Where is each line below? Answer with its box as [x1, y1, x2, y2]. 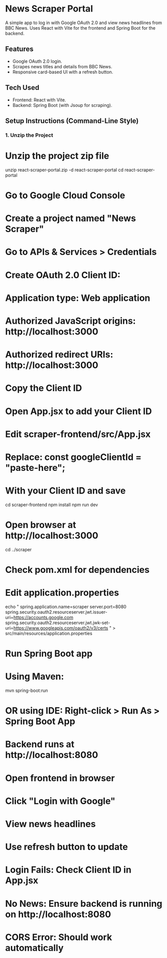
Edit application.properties [5, 587, 119, 598]
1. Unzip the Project [5, 132, 54, 139]
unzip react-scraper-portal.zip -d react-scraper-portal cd [5, 167, 124, 173]
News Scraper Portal [5, 3, 93, 15]
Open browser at [5, 519, 76, 530]
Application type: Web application [5, 292, 150, 304]
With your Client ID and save [5, 485, 126, 497]
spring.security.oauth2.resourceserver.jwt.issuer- [5, 609, 108, 615]
